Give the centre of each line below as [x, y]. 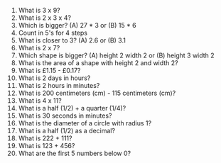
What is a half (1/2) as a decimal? [67, 131]
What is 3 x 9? [39, 10]
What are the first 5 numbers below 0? [74, 153]
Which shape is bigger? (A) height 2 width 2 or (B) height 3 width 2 [117, 55]
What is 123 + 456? [47, 146]
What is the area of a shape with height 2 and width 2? [98, 63]
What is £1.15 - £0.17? [49, 71]
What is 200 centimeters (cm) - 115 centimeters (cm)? [97, 93]
